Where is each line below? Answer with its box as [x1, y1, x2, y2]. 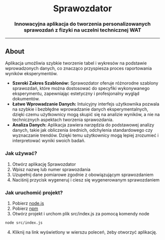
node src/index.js [5, 220, 43, 225]
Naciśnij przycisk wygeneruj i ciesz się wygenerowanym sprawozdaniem [12, 177, 160, 182]
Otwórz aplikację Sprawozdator [12, 161, 76, 167]
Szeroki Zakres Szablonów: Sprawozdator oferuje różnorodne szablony [12, 80, 159, 86]
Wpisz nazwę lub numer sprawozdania [12, 166, 91, 172]
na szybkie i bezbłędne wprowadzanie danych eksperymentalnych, [12, 106, 148, 112]
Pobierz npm [12, 205, 38, 211]
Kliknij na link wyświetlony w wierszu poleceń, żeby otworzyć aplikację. [12, 229, 157, 235]
